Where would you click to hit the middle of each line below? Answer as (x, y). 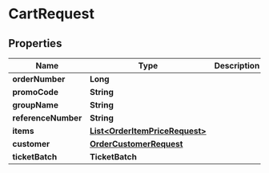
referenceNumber (47, 118)
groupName (35, 105)
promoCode (35, 92)
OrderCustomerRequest (136, 144)
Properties (35, 43)
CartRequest (51, 14)
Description (237, 66)
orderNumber (39, 79)
